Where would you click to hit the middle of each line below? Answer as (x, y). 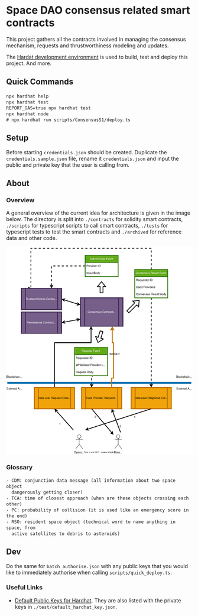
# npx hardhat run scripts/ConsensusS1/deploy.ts (69, 120)
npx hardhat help (27, 96)
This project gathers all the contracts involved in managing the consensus (96, 39)
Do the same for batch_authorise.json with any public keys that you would (97, 566)
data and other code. (32, 238)
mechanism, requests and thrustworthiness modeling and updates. (87, 46)
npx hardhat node (27, 114)
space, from (21, 528)
